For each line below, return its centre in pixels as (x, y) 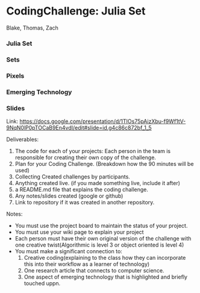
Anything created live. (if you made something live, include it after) (98, 183)
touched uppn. (42, 283)
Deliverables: (23, 139)
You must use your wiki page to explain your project (79, 232)
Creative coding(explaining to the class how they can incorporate (105, 257)
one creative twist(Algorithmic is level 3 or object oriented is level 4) (99, 245)
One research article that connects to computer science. (94, 270)
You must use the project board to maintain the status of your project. (101, 225)
